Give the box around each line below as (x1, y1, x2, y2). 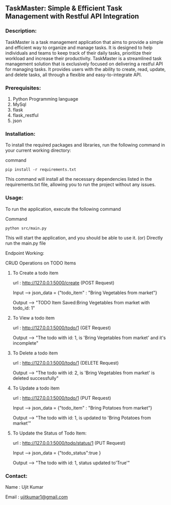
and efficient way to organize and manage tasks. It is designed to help (5, 44, 153, 51)
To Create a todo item (12, 270, 59, 276)
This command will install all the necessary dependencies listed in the (5, 176, 152, 182)
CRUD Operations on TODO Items (5, 260, 77, 266)
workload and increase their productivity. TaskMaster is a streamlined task (5, 55, 162, 61)
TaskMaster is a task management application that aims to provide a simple (5, 39, 163, 45)
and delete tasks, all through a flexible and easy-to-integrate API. (5, 71, 142, 78)
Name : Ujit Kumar (5, 484, 44, 490)
